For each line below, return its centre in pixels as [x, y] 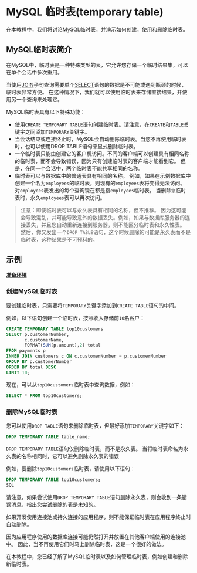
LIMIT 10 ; [18, 372]
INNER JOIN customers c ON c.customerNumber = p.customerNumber [86, 356]
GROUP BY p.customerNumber [39, 362]
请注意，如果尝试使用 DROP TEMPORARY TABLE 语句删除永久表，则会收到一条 [94, 497]
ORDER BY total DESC [31, 367]
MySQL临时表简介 [39, 50]
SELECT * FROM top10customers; [44, 396]
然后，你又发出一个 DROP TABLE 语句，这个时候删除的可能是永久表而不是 [106, 232]
